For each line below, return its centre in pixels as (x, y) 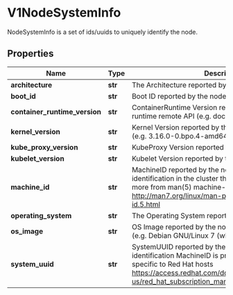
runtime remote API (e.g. (171, 116)
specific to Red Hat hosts (172, 264)
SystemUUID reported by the (179, 247)
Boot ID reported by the (170, 96)
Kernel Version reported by (175, 127)
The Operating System (168, 215)
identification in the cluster (175, 178)
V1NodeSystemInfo (64, 13)
